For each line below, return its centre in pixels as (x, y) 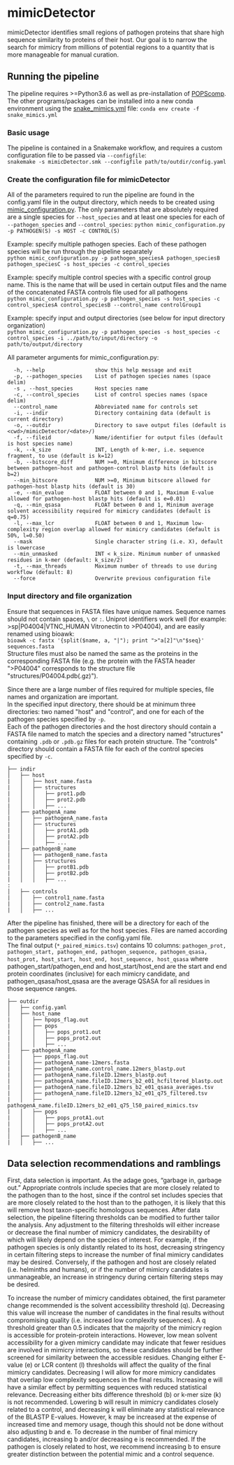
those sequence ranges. (42, 988)
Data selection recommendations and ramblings (114, 1164)
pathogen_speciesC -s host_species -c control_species (89, 265)
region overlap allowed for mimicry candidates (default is (131, 530)
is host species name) (40, 444)
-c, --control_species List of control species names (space (111, 395)
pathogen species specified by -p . (57, 719)
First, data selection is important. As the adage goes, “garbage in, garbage (115, 1180)
